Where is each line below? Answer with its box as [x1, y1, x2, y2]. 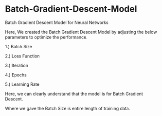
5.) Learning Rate [5, 81, 40, 87]
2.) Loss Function [5, 53, 40, 59]
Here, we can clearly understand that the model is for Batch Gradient [5, 91, 144, 97]
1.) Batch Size [5, 43, 33, 49]
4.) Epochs [5, 72, 27, 77]
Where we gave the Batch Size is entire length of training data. [5, 105, 130, 111]
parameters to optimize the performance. [5, 34, 88, 40]
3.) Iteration [5, 62, 28, 68]
